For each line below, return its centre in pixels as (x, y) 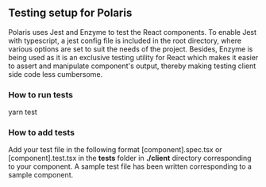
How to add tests (42, 132)
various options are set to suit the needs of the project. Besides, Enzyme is (131, 49)
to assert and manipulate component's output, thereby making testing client (132, 66)
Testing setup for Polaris (70, 13)
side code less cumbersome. (56, 74)
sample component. (41, 175)
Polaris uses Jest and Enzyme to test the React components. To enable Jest (132, 32)
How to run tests (41, 94)
